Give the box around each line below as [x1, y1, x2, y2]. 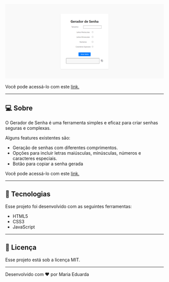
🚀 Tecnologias [5, 190, 51, 199]
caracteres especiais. [12, 156, 57, 162]
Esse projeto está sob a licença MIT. [5, 257, 80, 263]
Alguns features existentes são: [5, 135, 70, 141]
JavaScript [12, 224, 35, 230]
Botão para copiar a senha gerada [12, 161, 83, 167]
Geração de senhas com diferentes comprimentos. [12, 145, 118, 151]
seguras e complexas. [5, 125, 51, 131]
